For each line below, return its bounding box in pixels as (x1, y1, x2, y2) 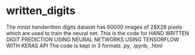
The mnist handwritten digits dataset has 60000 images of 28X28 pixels (6, 23, 183, 30)
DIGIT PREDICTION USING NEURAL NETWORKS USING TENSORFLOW (6, 36, 180, 43)
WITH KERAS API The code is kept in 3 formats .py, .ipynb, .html (6, 42, 163, 49)
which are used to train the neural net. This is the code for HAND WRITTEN (6, 29, 190, 36)
